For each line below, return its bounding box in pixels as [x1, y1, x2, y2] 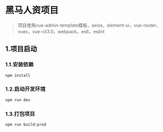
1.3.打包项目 [5, 110, 35, 117]
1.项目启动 [5, 45, 37, 53]
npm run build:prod [5, 122, 47, 127]
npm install [5, 73, 30, 78]
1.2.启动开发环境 [5, 86, 46, 93]
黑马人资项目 [5, 5, 59, 16]
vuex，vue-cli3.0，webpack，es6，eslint [17, 28, 105, 34]
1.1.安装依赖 [5, 61, 34, 68]
